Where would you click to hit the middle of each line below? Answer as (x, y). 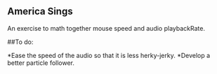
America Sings (40, 12)
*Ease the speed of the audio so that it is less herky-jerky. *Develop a (109, 55)
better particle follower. (41, 63)
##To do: (20, 42)
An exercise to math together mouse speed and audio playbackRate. (106, 28)
